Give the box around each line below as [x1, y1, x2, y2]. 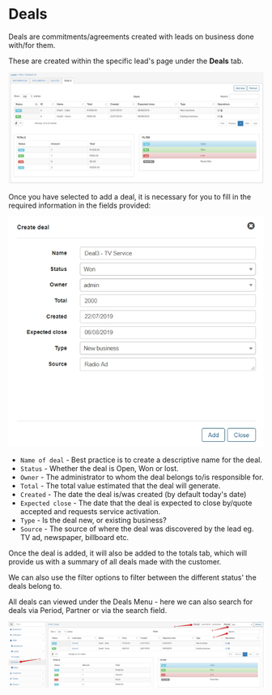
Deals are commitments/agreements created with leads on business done [8, 32, 254, 41]
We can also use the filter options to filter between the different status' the [8, 573, 257, 582]
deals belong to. [8, 581, 62, 591]
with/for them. [8, 40, 56, 49]
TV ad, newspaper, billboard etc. [19, 533, 130, 543]
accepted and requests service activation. [19, 507, 161, 517]
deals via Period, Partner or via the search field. [8, 606, 168, 616]
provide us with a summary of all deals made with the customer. [8, 557, 222, 567]
